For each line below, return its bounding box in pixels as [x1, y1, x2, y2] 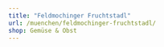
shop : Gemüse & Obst [8, 26, 78, 34]
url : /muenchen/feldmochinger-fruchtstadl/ [8, 19, 157, 27]
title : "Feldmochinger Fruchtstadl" [8, 11, 131, 20]
